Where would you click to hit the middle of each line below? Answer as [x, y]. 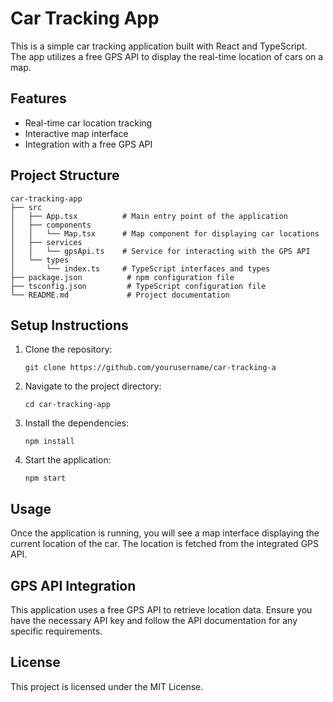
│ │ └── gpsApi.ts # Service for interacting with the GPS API [160, 251]
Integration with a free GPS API [88, 144]
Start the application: [68, 460]
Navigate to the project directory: [93, 386]
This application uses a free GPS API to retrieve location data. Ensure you [161, 610]
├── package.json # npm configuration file [122, 277]
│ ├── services [46, 242]
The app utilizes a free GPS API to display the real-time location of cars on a [167, 56]
